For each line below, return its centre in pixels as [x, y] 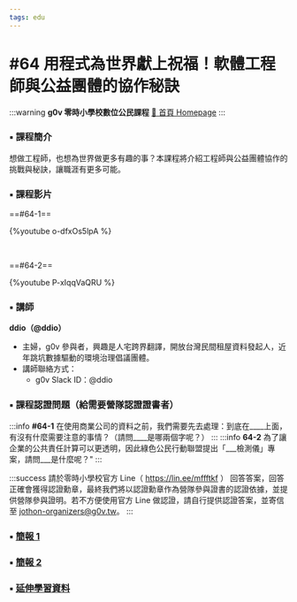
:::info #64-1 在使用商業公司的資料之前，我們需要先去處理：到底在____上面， [148, 426]
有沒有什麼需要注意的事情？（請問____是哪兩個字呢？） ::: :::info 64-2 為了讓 [148, 437]
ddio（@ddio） [38, 328]
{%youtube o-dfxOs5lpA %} [61, 232]
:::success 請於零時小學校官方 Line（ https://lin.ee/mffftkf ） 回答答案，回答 [147, 477]
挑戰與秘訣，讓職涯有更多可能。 [67, 169]
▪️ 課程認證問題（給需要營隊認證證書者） [94, 405]
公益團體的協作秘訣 [110, 86]
